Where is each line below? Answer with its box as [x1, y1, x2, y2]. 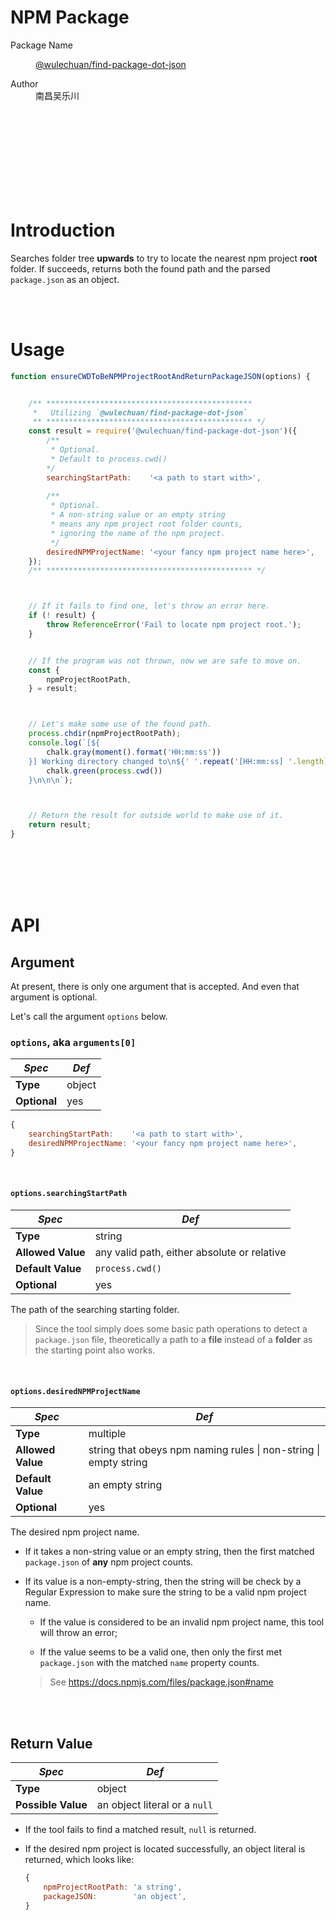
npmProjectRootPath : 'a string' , [43, 1882, 183, 1892]
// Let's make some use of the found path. [28, 719, 213, 730]
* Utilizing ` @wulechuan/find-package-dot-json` [32, 407, 248, 418]
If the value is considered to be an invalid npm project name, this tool [39, 1616, 325, 1628]
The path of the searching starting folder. [10, 1304, 180, 1316]
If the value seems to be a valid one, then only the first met [39, 1646, 283, 1658]
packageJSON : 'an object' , [43, 1891, 187, 1901]
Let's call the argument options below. [10, 1011, 168, 1023]
